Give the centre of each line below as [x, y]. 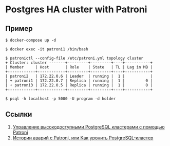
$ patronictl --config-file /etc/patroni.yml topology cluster [74, 58]
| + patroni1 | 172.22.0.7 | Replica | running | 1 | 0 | [79, 81]
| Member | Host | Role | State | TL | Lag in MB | [79, 67]
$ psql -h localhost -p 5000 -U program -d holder [61, 99]
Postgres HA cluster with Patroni [76, 10]
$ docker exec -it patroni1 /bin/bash [47, 49]
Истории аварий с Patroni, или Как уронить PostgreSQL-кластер [83, 138]
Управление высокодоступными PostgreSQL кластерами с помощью [89, 126]
